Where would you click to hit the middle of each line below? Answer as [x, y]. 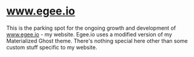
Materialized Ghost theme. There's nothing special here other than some [97, 41]
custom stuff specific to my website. [52, 47]
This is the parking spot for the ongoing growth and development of [91, 28]
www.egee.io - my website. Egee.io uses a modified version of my [89, 34]
